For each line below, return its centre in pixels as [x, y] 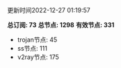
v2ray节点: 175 [38, 57]
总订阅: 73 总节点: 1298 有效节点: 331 [61, 25]
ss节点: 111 [32, 48]
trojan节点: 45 [37, 40]
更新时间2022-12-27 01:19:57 [49, 10]
